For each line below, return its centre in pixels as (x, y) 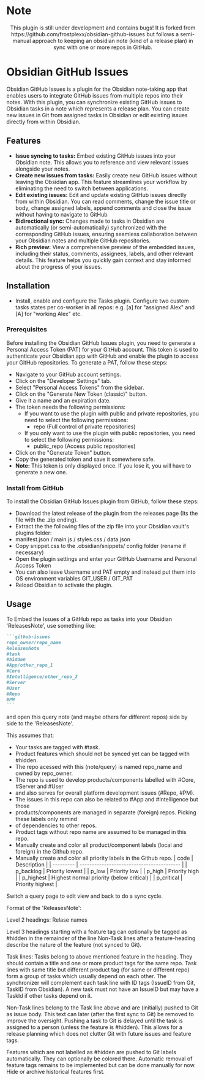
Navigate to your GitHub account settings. (68, 374)
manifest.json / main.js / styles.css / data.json (73, 539)
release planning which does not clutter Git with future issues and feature (99, 1034)
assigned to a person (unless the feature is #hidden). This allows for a (94, 1027)
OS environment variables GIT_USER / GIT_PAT (74, 579)
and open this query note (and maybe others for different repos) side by (97, 717)
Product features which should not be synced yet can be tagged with (102, 754)
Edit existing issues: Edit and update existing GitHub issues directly (101, 195)
